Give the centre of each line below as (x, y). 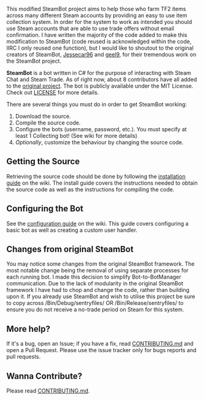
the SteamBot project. (34, 61)
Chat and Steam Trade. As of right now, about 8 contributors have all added (102, 79)
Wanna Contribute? (44, 376)
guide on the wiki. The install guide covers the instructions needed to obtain (102, 183)
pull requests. (24, 357)
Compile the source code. (48, 123)
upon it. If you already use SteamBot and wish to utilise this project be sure (101, 296)
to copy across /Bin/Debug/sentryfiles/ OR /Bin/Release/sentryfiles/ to (95, 303)
